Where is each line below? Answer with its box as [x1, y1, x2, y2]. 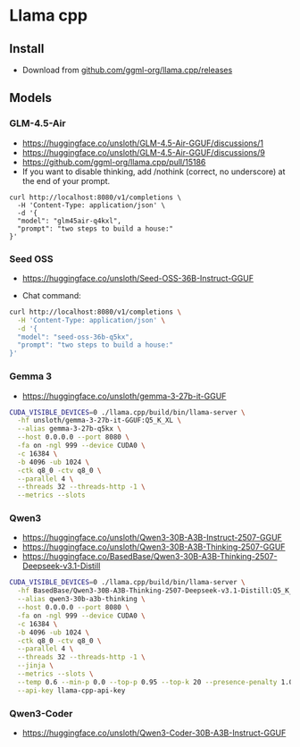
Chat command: [21, 290, 82, 300]
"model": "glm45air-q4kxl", [17, 216, 122, 225]
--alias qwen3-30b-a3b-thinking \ [17, 595, 146, 604]
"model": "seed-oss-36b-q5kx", [17, 332, 134, 341]
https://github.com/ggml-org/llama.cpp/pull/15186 [21, 156, 206, 167]
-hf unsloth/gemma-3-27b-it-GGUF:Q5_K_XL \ [17, 416, 181, 425]
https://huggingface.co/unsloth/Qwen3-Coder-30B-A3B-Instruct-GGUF [21, 727, 287, 738]
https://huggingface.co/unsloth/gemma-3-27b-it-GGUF [21, 390, 227, 401]
